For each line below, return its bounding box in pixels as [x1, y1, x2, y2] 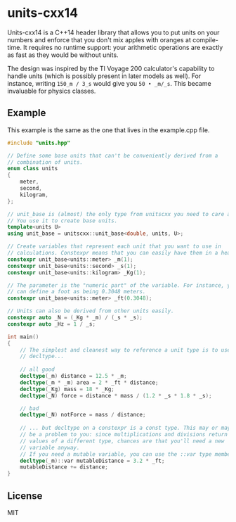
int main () [7, 333, 39, 340]
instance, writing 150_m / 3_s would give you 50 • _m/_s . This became [7, 79, 212, 87]
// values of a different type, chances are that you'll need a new [20, 438, 225, 445]
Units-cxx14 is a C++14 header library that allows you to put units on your [7, 28, 220, 37]
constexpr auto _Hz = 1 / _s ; [7, 320, 96, 328]
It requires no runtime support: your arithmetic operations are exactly [23, 43, 223, 51]
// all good [20, 366, 55, 374]
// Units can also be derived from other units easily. [7, 307, 174, 314]
